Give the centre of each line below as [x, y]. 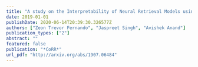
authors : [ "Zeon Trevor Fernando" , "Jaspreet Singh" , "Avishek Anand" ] [96, 28]
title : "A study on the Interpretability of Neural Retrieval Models [93, 11]
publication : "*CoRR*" [34, 50]
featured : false [26, 44]
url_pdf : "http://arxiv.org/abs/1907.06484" [62, 55]
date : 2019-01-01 [27, 17]
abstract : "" [22, 38]
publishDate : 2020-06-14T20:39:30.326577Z [59, 22]
